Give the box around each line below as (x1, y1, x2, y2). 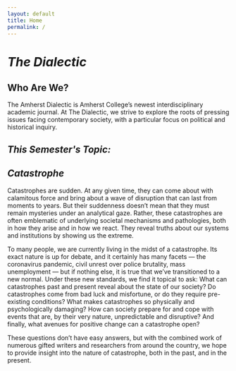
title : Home (7, 17, 42, 24)
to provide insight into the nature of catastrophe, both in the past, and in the (7, 348, 228, 357)
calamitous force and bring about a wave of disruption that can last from (7, 193, 217, 202)
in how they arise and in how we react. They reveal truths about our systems (7, 224, 229, 232)
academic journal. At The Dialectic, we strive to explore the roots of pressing (7, 108, 230, 116)
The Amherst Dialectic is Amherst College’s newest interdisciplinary (7, 100, 204, 109)
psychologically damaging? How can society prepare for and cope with (7, 305, 214, 313)
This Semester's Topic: (7, 143, 111, 155)
